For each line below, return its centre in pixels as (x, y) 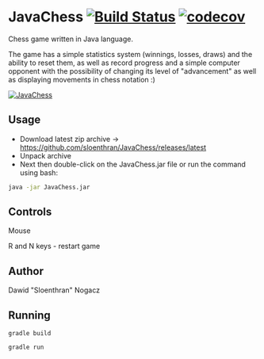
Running (30, 315)
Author (26, 271)
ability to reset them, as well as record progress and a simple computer (124, 63)
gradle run (26, 348)
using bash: (38, 172)
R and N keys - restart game (54, 246)
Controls (30, 212)
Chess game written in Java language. (71, 39)
